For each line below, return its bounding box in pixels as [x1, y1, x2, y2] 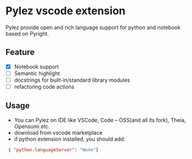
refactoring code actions [14, 83, 75, 90]
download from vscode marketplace [14, 129, 103, 136]
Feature [5, 47, 35, 58]
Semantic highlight [14, 69, 60, 77]
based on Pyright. [5, 30, 49, 37]
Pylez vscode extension [5, 4, 126, 18]
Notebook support [14, 63, 59, 70]
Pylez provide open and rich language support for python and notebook [5, 24, 181, 31]
